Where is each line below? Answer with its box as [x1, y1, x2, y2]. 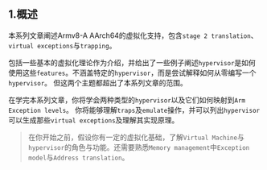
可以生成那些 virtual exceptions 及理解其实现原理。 [8, 115, 179, 125]
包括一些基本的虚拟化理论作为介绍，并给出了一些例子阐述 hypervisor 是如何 [8, 57, 256, 67]
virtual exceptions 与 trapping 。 [8, 40, 117, 50]
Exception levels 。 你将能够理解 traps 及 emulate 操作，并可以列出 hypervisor [8, 105, 260, 114]
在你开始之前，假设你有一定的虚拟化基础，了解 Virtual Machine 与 [27, 132, 245, 142]
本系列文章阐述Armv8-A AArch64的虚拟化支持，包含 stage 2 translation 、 [8, 31, 258, 40]
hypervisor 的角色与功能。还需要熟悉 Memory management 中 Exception [27, 142, 250, 151]
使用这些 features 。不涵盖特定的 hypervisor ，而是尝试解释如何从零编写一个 [8, 68, 257, 77]
